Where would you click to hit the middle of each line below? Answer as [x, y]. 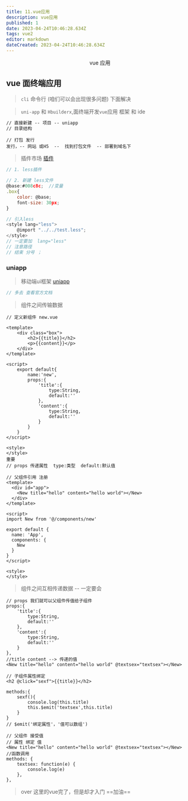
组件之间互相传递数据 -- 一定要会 [61, 588]
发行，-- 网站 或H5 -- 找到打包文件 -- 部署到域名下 [69, 147]
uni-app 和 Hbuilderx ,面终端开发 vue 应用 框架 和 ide [83, 112]
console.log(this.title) [58, 702]
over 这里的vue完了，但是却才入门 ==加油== [76, 791]
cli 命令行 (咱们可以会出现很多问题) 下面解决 [76, 98]
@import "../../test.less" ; [51, 230]
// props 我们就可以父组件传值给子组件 [49, 600]
